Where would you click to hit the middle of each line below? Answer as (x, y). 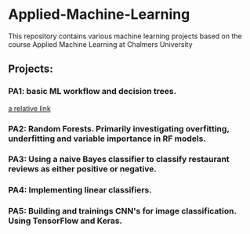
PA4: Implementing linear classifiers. (80, 190)
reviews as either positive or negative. (82, 169)
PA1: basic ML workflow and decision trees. (92, 92)
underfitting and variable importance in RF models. (107, 139)
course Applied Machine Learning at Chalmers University (101, 44)
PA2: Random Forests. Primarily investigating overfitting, (119, 128)
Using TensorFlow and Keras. (65, 221)
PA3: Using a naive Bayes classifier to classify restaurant (119, 160)
